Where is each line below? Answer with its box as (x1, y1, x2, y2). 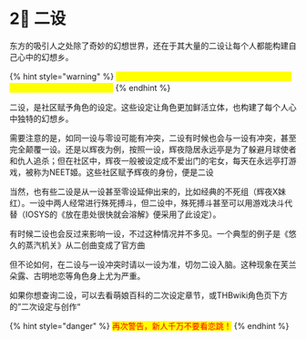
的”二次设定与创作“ (9, 301, 81, 312)
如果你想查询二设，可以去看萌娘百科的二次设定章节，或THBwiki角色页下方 (9, 289, 289, 301)
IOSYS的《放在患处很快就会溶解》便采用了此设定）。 (25, 209, 221, 220)
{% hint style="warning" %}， (9, 70, 212, 82)
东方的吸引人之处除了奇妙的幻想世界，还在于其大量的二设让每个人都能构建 (9, 40, 289, 51)
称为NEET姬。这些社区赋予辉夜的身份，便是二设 (33, 166, 214, 178)
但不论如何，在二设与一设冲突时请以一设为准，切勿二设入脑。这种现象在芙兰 (9, 259, 297, 270)
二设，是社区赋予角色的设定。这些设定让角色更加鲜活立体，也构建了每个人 (9, 101, 289, 112)
